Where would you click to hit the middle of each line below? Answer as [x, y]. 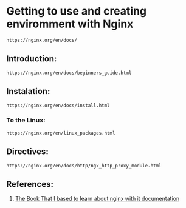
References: [30, 184]
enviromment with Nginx [70, 24]
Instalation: [28, 91]
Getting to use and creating [77, 11]
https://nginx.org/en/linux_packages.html [61, 133]
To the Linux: [26, 121]
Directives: [27, 152]
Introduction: [32, 59]
